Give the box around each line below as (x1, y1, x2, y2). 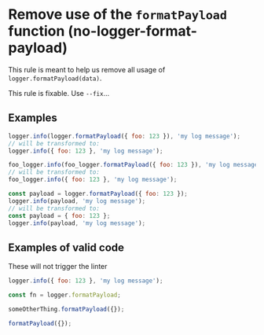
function (8, 22, 65, 40)
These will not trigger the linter (8, 262, 108, 271)
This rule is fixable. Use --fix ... (8, 88, 110, 98)
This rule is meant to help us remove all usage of (8, 64, 166, 74)
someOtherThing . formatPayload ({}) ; (8, 305, 125, 313)
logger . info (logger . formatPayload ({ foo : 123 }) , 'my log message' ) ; (8, 132, 241, 140)
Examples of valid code (8, 241, 124, 254)
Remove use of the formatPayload (8, 6, 228, 24)
